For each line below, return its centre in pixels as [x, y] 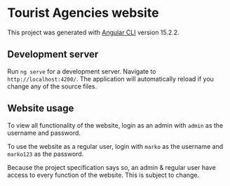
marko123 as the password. [46, 154]
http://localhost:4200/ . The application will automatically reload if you [110, 79]
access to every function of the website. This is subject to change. [103, 175]
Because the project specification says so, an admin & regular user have [111, 167]
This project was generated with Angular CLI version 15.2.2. [94, 32]
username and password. [44, 133]
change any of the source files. [52, 86]
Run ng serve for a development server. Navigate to [82, 71]
